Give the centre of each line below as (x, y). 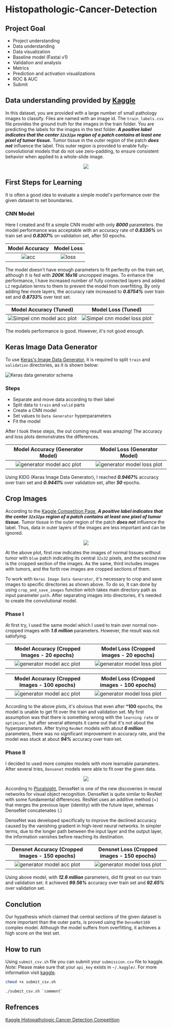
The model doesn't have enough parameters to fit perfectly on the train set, (85, 269)
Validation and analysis (37, 62)
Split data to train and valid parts (49, 405)
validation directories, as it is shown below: (52, 365)
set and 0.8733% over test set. (38, 297)
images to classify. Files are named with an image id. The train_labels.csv (84, 118)
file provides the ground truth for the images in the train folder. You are (80, 124)
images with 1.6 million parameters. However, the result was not (92, 631)
